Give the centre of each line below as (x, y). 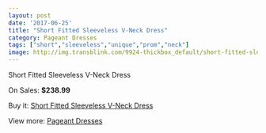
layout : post (30, 15)
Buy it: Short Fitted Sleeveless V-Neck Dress (81, 105)
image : (19, 52)
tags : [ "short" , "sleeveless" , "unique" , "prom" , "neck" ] (99, 45)
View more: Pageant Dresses (55, 121)
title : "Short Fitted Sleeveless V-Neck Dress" (88, 30)
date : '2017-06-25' (40, 23)
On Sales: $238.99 (40, 90)
